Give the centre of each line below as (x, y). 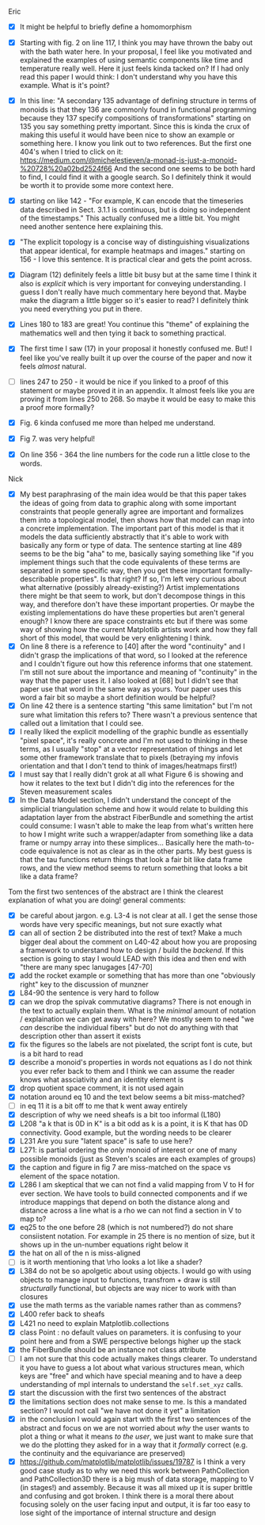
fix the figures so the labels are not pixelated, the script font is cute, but (136, 1044)
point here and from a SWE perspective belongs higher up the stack (130, 1341)
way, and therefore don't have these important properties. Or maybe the (137, 604)
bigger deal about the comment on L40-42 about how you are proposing (138, 942)
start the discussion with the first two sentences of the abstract (123, 1393)
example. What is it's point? (64, 86)
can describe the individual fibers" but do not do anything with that (129, 1028)
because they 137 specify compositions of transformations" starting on (135, 118)
